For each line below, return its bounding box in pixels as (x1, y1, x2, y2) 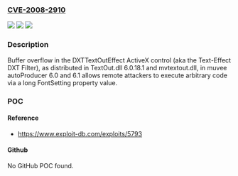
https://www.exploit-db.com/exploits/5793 (17, 129, 143, 138)
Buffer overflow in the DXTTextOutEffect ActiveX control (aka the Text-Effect (7, 55, 232, 65)
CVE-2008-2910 (7, 5, 66, 15)
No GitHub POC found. (7, 161, 74, 170)
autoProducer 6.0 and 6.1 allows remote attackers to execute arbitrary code (7, 71, 227, 79)
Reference (7, 114, 39, 122)
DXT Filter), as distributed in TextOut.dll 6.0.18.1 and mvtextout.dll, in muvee (7, 63, 227, 72)
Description (7, 40, 49, 50)
